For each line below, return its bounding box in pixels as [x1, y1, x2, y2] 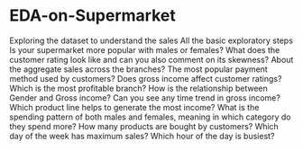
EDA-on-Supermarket [9, 5, 176, 26]
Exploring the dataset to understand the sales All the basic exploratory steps [9, 35, 293, 46]
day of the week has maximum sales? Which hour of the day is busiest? [9, 130, 275, 141]
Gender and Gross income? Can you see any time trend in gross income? [9, 92, 281, 103]
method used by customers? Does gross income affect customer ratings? [9, 73, 282, 84]
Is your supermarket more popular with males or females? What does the [9, 44, 280, 55]
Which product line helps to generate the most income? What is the [9, 101, 260, 112]
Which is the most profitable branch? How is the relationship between [9, 83, 269, 93]
